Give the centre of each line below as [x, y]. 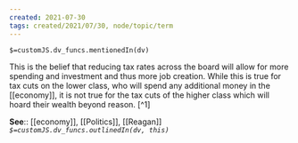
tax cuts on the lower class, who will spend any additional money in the [140, 85]
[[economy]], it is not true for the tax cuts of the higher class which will [140, 95]
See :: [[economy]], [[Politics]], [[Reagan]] [86, 122]
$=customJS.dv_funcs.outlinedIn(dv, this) [89, 130]
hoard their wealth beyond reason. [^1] [80, 104]
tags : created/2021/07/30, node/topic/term [91, 26]
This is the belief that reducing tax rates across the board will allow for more [149, 67]
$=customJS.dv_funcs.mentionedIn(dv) [79, 50]
